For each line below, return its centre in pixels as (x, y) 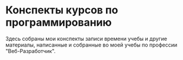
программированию (59, 22)
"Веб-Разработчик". (31, 51)
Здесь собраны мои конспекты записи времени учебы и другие (86, 38)
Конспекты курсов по (62, 10)
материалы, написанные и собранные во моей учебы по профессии (91, 45)
